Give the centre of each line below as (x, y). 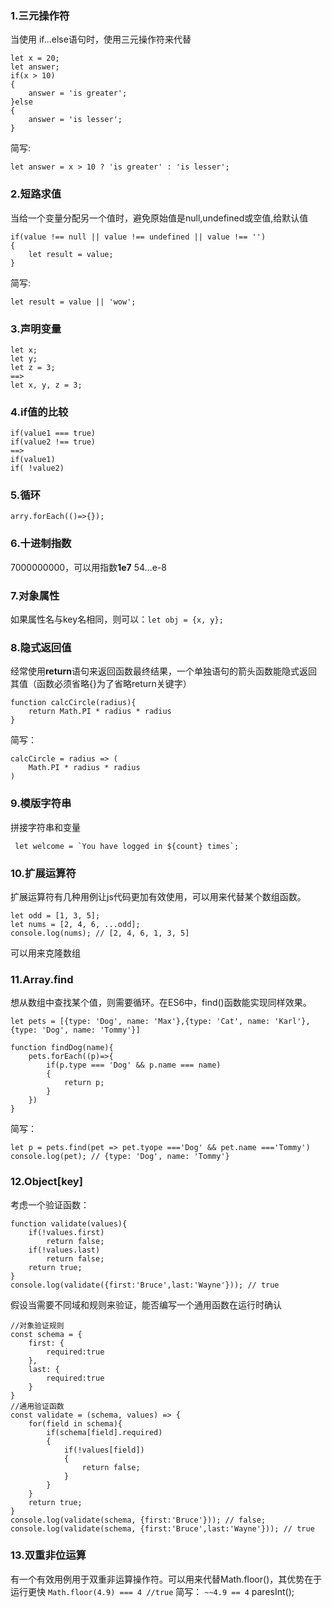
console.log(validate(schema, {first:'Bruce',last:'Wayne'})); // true (162, 1528)
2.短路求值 (36, 194)
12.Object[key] (46, 1182)
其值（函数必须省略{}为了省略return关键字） (101, 684)
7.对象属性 (35, 595)
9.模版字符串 (41, 804)
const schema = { (46, 1334)
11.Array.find (42, 979)
